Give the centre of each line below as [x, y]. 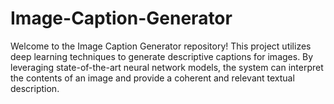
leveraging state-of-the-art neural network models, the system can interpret [167, 67]
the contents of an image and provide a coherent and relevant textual [152, 78]
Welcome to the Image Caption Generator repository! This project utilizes [161, 46]
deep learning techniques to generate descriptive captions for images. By [162, 56]
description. [35, 88]
